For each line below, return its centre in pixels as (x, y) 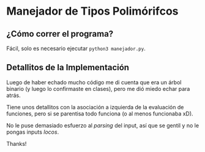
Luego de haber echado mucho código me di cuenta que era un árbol (94, 82)
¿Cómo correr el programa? (60, 34)
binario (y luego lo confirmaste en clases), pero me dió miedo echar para (98, 89)
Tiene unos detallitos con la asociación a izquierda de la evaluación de (95, 107)
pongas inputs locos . (33, 132)
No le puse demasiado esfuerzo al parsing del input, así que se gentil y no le (103, 125)
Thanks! (17, 143)
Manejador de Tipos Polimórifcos (92, 11)
